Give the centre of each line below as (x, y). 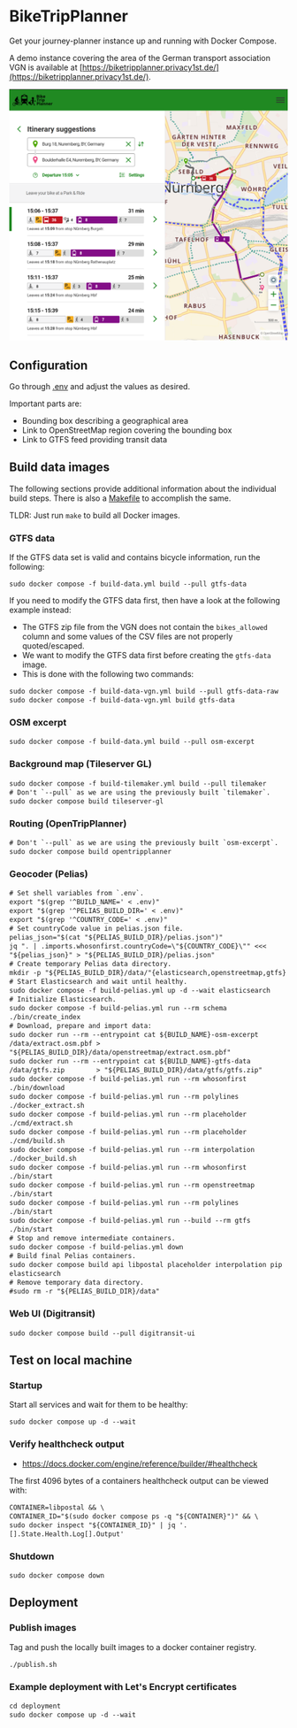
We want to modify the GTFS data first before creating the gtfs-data (146, 656)
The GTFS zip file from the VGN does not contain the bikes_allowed (145, 627)
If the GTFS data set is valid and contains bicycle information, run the (135, 557)
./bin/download (37, 1088)
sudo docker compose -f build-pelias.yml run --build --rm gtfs (130, 1221)
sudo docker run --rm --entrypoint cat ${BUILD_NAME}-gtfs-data (130, 1062)
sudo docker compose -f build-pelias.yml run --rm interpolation (132, 1150)
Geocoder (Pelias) (49, 873)
